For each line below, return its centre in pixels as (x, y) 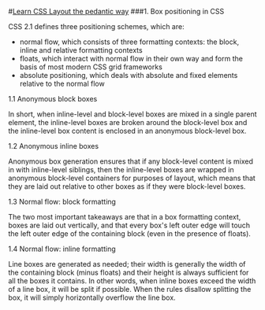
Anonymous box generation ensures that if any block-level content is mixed (131, 161)
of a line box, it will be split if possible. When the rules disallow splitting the (130, 289)
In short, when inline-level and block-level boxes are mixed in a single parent (132, 114)
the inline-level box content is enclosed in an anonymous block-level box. (127, 131)
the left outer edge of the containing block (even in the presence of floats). (129, 234)
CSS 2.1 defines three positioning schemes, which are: (96, 26)
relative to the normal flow (62, 83)
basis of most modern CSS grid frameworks (91, 67)
